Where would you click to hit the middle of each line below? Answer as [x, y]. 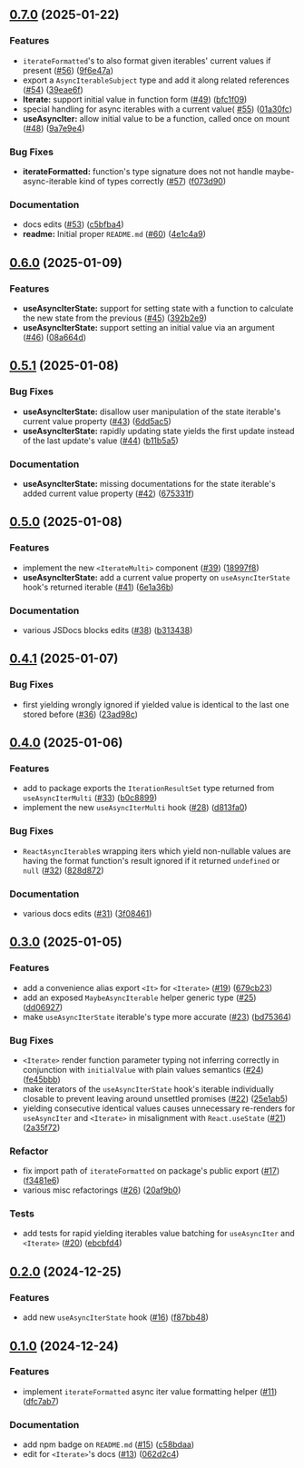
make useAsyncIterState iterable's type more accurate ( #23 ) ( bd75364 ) [157, 1017]
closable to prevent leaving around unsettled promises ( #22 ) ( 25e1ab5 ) [155, 1098]
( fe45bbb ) [41, 1079]
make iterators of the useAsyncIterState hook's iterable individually [148, 1088]
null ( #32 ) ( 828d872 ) [63, 870]
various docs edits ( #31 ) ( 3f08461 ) [87, 913]
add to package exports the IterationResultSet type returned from [148, 789]
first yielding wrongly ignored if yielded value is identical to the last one [156, 704]
